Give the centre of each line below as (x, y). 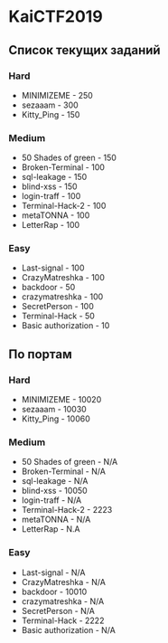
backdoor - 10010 (54, 591)
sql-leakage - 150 (54, 177)
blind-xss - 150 (49, 186)
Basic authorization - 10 (65, 326)
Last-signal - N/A (53, 572)
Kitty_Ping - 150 (51, 114)
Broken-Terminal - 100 (63, 167)
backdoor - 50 (48, 288)
